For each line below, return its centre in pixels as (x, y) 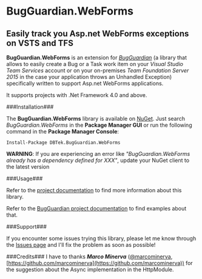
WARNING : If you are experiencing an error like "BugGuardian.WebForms (98, 154)
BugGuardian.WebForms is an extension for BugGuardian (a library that (96, 58)
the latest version (28, 167)
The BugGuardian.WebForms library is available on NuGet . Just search (96, 119)
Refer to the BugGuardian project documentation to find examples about (96, 208)
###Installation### (30, 107)
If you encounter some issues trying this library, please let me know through (101, 238)
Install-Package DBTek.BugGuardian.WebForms (63, 143)
